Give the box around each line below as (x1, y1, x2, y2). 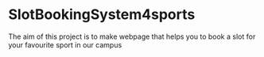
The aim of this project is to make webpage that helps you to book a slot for (8, 32, 256, 41)
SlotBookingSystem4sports (8, 6, 196, 24)
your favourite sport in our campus (8, 40, 122, 49)
